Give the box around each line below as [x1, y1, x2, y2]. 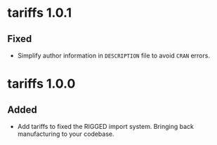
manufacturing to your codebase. [17, 130, 114, 138]
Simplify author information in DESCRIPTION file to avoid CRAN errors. [17, 51, 211, 60]
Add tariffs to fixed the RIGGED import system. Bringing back [17, 123, 195, 130]
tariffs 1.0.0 [7, 76, 76, 92]
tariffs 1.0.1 [7, 5, 72, 21]
